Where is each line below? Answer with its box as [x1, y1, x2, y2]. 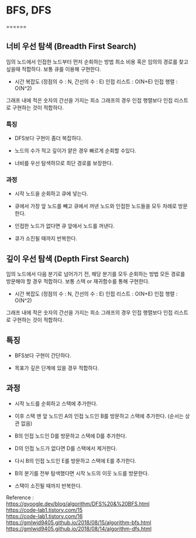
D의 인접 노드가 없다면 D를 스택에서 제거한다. [14, 445, 118, 452]
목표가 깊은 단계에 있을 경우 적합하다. [14, 364, 99, 371]
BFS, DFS [6, 4, 51, 17]
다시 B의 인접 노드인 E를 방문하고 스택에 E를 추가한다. [14, 457, 136, 464]
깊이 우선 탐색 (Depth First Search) [6, 254, 130, 264]
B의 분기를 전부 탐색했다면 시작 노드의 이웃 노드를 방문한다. [14, 469, 149, 476]
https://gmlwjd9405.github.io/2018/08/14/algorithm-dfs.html [6, 525, 152, 532]
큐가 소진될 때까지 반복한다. [14, 235, 78, 242]
